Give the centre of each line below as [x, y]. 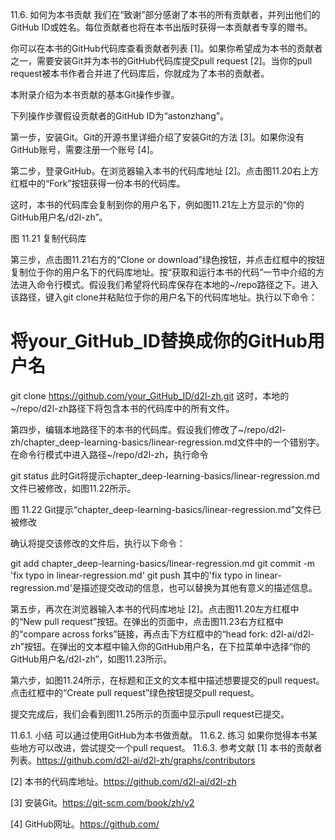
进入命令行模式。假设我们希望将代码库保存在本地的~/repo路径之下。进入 [168, 284]
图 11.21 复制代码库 [48, 238]
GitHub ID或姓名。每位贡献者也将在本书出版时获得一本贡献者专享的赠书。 [161, 27]
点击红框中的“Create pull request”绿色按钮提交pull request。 [135, 692]
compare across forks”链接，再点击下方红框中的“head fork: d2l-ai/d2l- [169, 634]
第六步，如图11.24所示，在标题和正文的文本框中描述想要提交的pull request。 [167, 680]
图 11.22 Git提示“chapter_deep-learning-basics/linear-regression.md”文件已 [166, 509]
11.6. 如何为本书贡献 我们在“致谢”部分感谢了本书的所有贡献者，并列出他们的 [165, 14]
